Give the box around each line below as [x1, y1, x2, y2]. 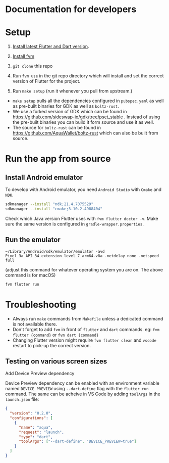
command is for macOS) [5, 272, 56, 278]
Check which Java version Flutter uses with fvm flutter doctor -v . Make [5, 215, 158, 221]
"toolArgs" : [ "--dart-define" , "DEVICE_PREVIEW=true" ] [18, 439, 137, 444]
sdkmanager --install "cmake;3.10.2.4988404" [5, 206, 102, 211]
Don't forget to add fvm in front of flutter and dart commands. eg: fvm [12, 326, 160, 332]
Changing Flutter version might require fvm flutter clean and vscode [12, 337, 156, 343]
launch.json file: [5, 396, 39, 402]
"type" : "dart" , [18, 434, 53, 439]
